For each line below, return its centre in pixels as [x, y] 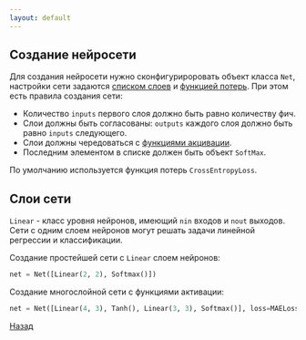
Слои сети [40, 198]
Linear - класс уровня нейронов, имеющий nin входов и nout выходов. [147, 221]
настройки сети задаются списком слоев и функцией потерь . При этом [149, 87]
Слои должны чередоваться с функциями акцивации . [127, 143]
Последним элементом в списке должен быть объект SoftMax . [144, 152]
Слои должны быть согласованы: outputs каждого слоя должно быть [158, 123]
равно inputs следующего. [75, 133]
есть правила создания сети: [66, 96]
